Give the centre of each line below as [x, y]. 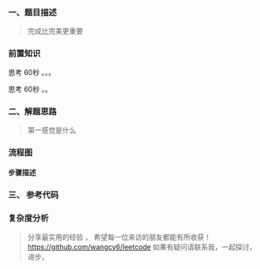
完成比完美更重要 [55, 31]
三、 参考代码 [33, 195]
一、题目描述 [33, 12]
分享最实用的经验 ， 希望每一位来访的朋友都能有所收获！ [119, 237]
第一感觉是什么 [52, 130]
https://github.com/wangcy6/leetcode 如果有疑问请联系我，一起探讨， [142, 247]
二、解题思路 [33, 111]
